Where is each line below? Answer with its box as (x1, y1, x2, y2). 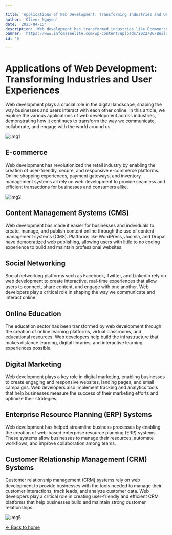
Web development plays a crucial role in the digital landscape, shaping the (5, 101, 162, 108)
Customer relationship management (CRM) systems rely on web (5, 477, 141, 483)
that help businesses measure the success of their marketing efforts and (5, 390, 159, 396)
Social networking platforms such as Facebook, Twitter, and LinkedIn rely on (5, 273, 166, 279)
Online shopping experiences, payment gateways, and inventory (5, 173, 141, 179)
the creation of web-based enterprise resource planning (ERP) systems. (5, 429, 157, 435)
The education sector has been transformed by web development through (5, 323, 162, 329)
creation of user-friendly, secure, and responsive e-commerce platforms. (5, 167, 160, 173)
